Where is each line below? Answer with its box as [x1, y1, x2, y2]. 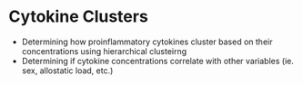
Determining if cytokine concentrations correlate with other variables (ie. [21, 55, 295, 66]
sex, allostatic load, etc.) [21, 65, 114, 76]
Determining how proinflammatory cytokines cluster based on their [21, 36, 273, 47]
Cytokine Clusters [8, 6, 149, 27]
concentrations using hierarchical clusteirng [21, 45, 187, 56]
